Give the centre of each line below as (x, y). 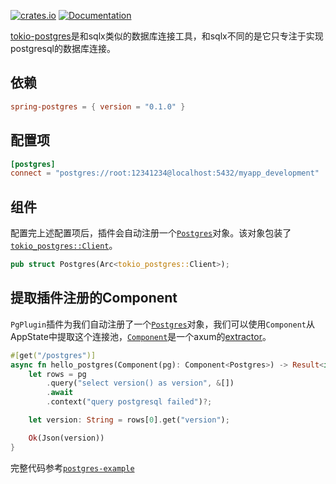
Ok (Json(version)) (66, 438)
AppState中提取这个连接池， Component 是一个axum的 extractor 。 (141, 336)
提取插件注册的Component (94, 298)
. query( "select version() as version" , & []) (140, 383)
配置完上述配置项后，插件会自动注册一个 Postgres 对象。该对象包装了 (151, 233)
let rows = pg (57, 374)
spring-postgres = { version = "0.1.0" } (98, 106)
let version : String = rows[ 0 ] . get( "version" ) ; (129, 420)
